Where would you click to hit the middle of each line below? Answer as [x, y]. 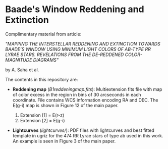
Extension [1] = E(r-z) [42, 115]
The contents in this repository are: [42, 79]
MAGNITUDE [19, 60]
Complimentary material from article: [43, 34]
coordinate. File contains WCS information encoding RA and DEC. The [85, 100]
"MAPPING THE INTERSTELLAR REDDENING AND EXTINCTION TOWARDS [83, 43]
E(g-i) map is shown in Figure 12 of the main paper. [65, 105]
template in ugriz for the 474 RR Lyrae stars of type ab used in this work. [88, 135]
